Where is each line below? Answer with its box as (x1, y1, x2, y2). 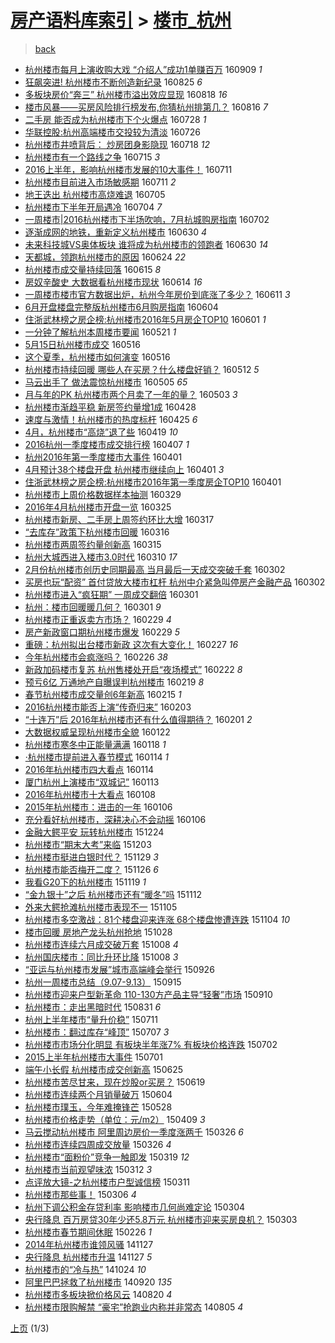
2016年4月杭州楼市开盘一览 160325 (24, 501, 172, 513)
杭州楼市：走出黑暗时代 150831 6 (24, 1001, 162, 1013)
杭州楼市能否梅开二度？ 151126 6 (24, 863, 159, 875)
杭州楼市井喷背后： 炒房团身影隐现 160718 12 (24, 138, 211, 150)
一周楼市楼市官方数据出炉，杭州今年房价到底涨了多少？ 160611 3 (24, 288, 291, 300)
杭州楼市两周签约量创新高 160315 (24, 538, 162, 550)
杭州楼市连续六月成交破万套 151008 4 (24, 938, 179, 950)
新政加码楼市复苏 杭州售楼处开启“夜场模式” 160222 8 (24, 663, 243, 675)
